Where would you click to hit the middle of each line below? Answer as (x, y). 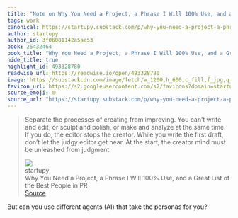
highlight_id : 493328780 (44, 67)
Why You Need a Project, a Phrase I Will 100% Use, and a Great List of (127, 178)
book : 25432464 (30, 47)
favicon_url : (27, 86)
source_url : (25, 100)
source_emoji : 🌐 (32, 93)
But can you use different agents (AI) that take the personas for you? (107, 207)
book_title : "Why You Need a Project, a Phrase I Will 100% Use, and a (115, 54)
